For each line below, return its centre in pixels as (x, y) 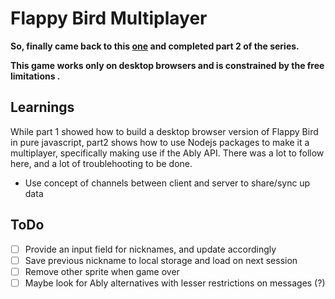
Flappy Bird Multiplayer (109, 18)
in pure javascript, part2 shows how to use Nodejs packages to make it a (160, 142)
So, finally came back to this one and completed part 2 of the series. (155, 46)
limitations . (35, 76)
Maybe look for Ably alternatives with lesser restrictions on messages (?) (175, 283)
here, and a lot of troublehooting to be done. (101, 163)
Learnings (42, 107)
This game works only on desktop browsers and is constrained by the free (167, 65)
